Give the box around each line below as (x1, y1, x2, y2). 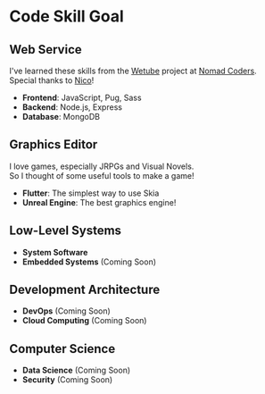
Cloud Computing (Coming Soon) (21, 315, 147, 326)
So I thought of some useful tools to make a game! (9, 170, 195, 180)
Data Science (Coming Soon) (21, 365, 131, 376)
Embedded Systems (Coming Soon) (21, 256, 157, 267)
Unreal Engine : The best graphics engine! (21, 197, 177, 207)
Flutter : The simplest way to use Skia (21, 188, 160, 198)
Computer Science (9, 341, 116, 356)
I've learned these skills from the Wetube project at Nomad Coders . (9, 65, 257, 76)
